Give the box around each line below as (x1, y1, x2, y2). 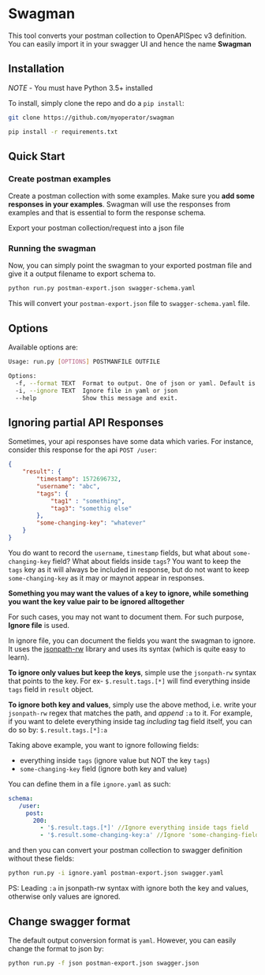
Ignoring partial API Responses (8, 416, 164, 429)
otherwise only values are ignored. (8, 892, 121, 902)
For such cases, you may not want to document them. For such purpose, (8, 612, 244, 622)
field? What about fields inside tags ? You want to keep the (52, 556, 241, 566)
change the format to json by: (8, 943, 104, 953)
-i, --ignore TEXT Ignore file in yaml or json (15, 387, 178, 394)
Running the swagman (8, 243, 96, 254)
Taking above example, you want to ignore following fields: (8, 740, 200, 749)
